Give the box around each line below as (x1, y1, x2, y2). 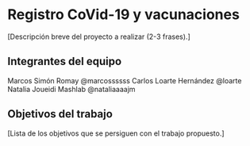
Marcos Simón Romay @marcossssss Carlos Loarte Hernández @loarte (7, 75, 242, 85)
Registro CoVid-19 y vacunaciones (7, 6, 240, 24)
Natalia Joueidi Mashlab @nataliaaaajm (7, 84, 136, 94)
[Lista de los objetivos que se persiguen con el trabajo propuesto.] (7, 129, 225, 138)
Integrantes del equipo (7, 55, 122, 68)
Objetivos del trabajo (7, 107, 113, 121)
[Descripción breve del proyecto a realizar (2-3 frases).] (7, 32, 191, 41)
